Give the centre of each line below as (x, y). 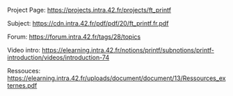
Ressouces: (24, 71)
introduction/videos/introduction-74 (58, 57)
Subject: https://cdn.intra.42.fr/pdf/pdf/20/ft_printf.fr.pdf (88, 23)
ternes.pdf (22, 85)
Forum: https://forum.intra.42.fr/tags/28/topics (74, 37)
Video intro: (24, 50)
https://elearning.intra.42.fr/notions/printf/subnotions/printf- (128, 50)
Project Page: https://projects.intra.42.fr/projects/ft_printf (89, 10)
